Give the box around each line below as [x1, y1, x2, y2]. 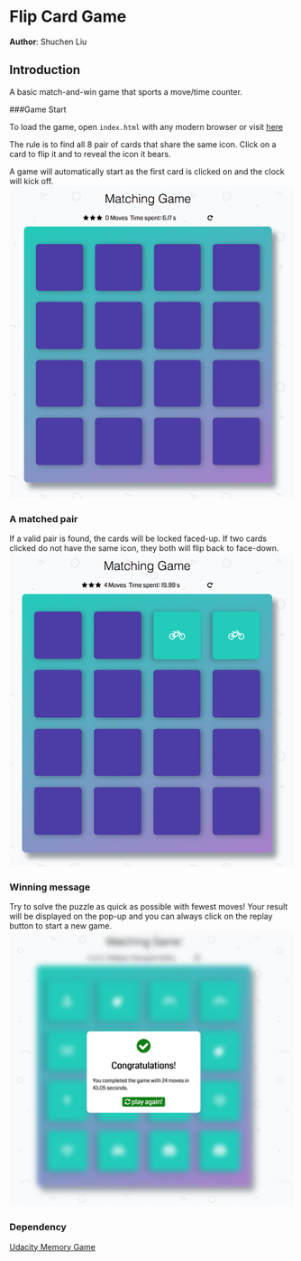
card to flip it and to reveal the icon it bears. [9, 148, 171, 159]
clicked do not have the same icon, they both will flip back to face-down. [9, 543, 279, 554]
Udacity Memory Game [9, 1241, 96, 1252]
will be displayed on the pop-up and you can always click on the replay [9, 911, 273, 922]
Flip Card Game [9, 6, 127, 27]
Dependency [9, 1221, 68, 1234]
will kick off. [9, 175, 54, 186]
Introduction [9, 62, 81, 78]
